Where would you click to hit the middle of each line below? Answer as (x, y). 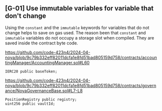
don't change (26, 16)
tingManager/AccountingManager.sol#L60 (47, 62)
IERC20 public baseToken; (31, 71)
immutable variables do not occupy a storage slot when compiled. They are (80, 38)
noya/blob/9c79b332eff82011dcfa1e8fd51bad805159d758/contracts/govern (81, 85)
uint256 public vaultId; (30, 104)
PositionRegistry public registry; (41, 99)
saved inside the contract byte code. (42, 43)
